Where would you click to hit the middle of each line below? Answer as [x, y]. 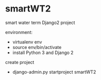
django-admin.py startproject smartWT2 [54, 72]
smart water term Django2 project [40, 22]
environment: [19, 32]
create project [20, 62]
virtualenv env [27, 42]
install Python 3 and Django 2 [43, 52]
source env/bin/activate [37, 47]
